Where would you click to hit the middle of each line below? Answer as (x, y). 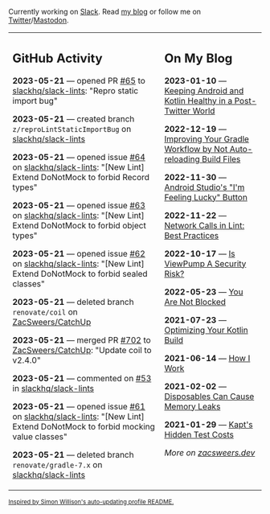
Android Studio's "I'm (205, 187)
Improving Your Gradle (207, 138)
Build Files (221, 158)
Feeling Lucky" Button (206, 197)
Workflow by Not (196, 149)
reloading (182, 158)
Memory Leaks (192, 406)
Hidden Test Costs (199, 434)
